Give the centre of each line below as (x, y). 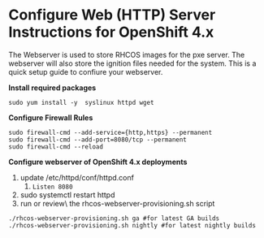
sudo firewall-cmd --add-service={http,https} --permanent (110, 132)
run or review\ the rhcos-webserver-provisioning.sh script (117, 203)
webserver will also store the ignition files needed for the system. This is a (132, 63)
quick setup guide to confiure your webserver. (86, 71)
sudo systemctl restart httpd (67, 195)
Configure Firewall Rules (51, 117)
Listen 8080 (52, 187)
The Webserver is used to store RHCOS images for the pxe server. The (127, 54)
